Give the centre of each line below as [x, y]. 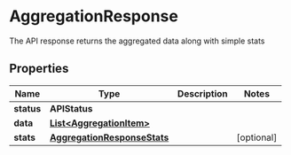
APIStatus [71, 108]
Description [202, 93]
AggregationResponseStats [109, 137]
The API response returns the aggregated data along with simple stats [137, 41]
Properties [39, 69]
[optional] [257, 137]
